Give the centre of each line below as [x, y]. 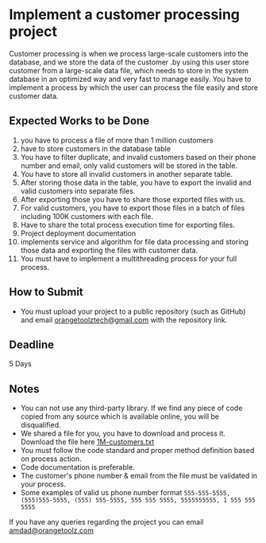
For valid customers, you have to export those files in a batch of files [133, 208]
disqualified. [40, 425]
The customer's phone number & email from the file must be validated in [139, 476]
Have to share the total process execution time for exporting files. [127, 225]
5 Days [21, 364]
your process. [43, 484]
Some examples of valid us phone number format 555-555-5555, [125, 493]
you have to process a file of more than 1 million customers [117, 140]
